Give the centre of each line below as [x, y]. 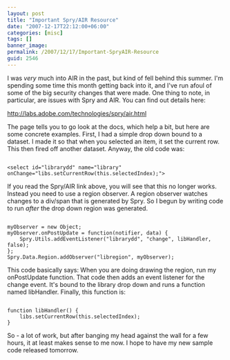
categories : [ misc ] [35, 33]
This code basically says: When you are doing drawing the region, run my [112, 270]
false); [18, 245]
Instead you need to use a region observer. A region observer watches [108, 193]
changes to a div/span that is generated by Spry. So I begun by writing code [115, 201]
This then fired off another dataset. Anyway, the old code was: [96, 148]
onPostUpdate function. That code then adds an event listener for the [106, 277]
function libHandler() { [43, 310]
